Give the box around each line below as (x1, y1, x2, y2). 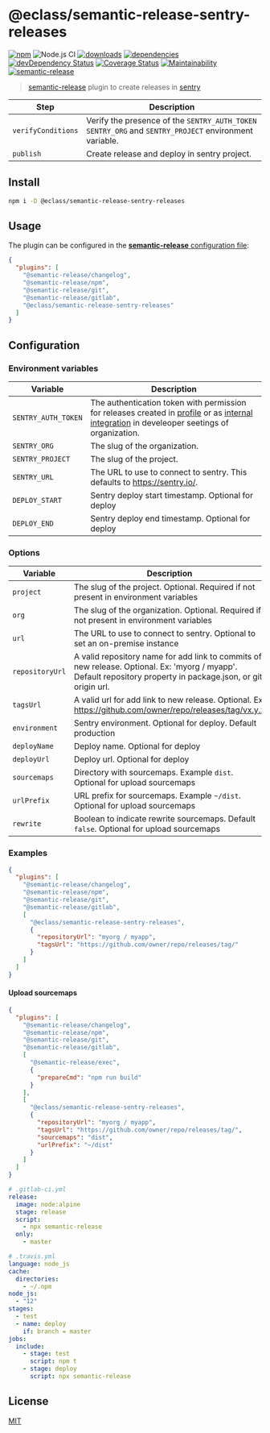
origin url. (73, 681, 110, 692)
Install (8, 176, 40, 189)
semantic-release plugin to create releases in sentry (27, 82, 201, 92)
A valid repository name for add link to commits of (73, 651, 263, 663)
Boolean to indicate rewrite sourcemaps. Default (73, 813, 256, 824)
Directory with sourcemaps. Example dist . (73, 767, 234, 779)
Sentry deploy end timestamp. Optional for (90, 513, 251, 524)
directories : (15, 1275, 59, 1283)
